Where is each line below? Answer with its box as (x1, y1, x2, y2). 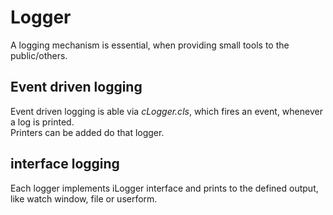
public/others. (10, 49, 68, 61)
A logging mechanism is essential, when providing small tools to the (10, 39, 290, 51)
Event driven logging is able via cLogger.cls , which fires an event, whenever (10, 105, 323, 117)
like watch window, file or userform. (10, 192, 158, 205)
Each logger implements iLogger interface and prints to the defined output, (10, 182, 319, 194)
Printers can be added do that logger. (10, 126, 165, 138)
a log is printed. (10, 116, 75, 128)
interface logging (10, 156, 120, 173)
